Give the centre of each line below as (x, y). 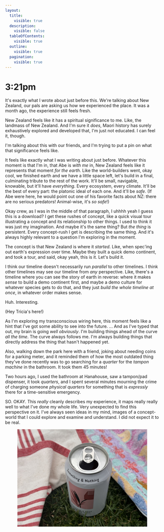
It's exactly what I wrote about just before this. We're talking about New (77, 100)
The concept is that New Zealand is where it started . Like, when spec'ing (79, 247)
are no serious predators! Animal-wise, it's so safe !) (57, 202)
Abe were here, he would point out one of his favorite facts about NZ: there (81, 196)
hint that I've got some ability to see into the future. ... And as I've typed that (82, 326)
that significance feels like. (32, 151)
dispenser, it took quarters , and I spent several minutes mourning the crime (81, 382)
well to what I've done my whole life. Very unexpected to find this (71, 407)
